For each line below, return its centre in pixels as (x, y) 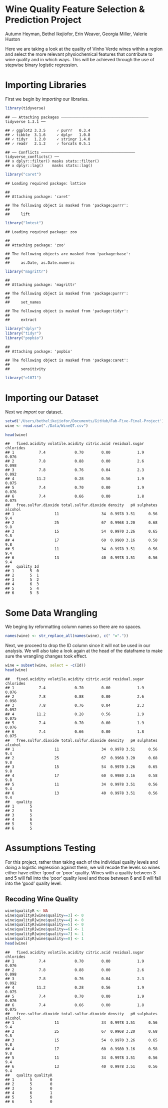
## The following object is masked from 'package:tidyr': (67, 311)
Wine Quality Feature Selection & (75, 9)
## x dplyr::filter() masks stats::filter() (52, 161)
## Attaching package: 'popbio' (39, 352)
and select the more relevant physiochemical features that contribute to (79, 54)
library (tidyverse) (25, 108)
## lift (17, 214)
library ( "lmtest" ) (24, 223)
